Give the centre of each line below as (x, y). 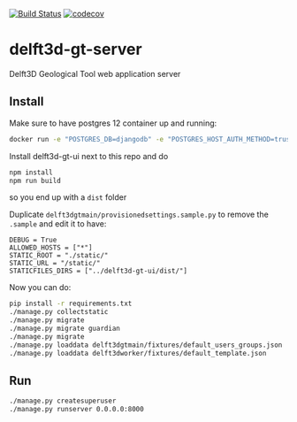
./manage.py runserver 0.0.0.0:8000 (76, 410)
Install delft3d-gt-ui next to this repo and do (89, 156)
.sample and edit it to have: (58, 224)
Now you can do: (40, 288)
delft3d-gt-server (76, 50)
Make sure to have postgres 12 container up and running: (113, 123)
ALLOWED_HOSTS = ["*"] (51, 248)
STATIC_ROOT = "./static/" (59, 256)
